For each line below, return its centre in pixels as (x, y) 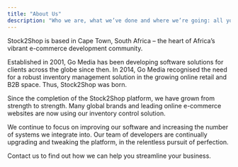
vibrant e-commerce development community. (75, 48)
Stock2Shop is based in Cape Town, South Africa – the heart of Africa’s (111, 40)
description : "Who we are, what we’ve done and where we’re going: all (115, 21)
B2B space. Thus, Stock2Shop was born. (67, 84)
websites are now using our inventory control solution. (86, 113)
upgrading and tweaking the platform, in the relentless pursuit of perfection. (118, 142)
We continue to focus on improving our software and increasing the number (118, 127)
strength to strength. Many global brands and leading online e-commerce (114, 105)
